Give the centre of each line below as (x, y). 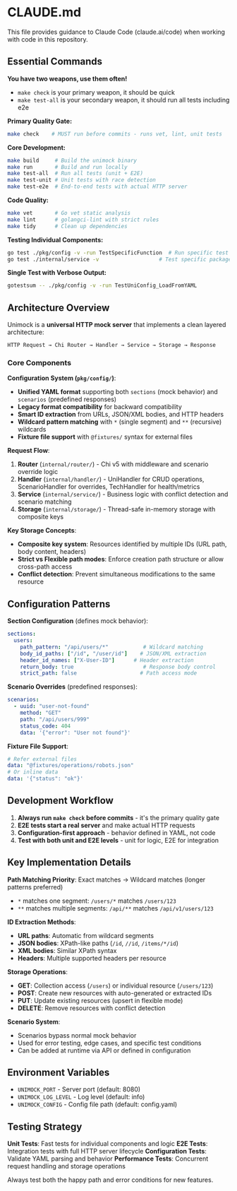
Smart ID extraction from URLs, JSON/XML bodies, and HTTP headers (121, 415)
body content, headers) (52, 552)
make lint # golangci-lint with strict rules (83, 220)
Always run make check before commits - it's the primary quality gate (119, 817)
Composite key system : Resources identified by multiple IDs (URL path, (122, 544)
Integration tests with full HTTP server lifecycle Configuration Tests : (107, 1151)
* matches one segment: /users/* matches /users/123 (97, 901)
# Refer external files (42, 759)
